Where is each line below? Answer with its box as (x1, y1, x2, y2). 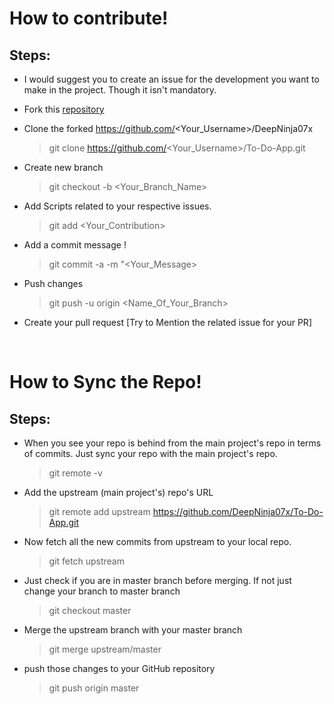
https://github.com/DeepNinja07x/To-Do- (152, 506, 324, 517)
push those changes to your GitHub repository (23, 663, 216, 674)
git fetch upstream (48, 555, 125, 567)
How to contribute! (9, 7, 169, 30)
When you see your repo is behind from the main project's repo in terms (23, 437, 322, 449)
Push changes (23, 278, 84, 289)
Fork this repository (23, 103, 105, 115)
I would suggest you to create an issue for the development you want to (23, 73, 320, 85)
